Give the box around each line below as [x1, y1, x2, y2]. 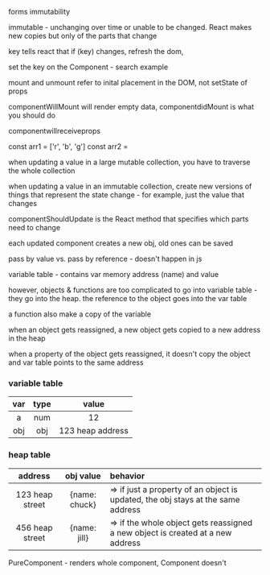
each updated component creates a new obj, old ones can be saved [8, 238, 234, 248]
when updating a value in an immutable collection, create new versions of [8, 181, 252, 191]
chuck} [69, 498, 96, 510]
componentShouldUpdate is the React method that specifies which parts [8, 214, 249, 224]
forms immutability [8, 7, 71, 16]
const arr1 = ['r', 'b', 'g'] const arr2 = [8, 142, 129, 151]
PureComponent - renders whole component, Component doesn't [8, 557, 227, 567]
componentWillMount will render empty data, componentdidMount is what [8, 102, 255, 111]
